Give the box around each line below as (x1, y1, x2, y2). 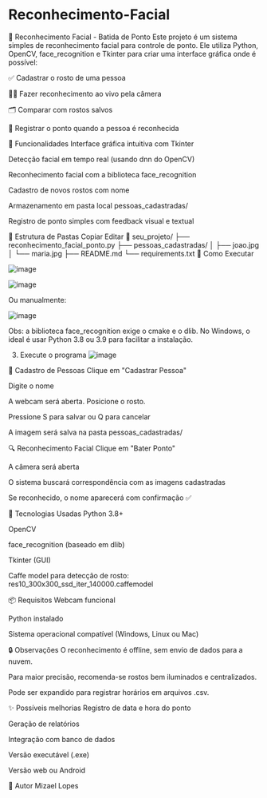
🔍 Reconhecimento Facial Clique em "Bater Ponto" (8, 443, 176, 453)
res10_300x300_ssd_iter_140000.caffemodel (8, 579, 154, 589)
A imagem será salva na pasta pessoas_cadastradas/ (8, 427, 183, 437)
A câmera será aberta (8, 462, 80, 471)
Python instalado (8, 613, 64, 623)
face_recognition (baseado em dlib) (8, 539, 125, 549)
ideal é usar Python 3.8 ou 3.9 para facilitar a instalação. (8, 334, 194, 344)
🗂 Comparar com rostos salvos (8, 105, 113, 114)
